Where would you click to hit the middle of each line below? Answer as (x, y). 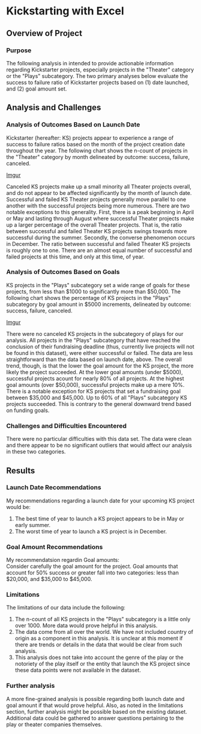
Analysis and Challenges (54, 108)
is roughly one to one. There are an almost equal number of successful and (99, 250)
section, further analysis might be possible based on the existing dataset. (97, 711)
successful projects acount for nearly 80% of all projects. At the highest (95, 378)
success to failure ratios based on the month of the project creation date (96, 144)
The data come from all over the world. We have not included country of (104, 632)
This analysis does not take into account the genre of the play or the (99, 657)
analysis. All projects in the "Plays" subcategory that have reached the (93, 340)
